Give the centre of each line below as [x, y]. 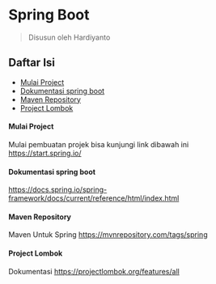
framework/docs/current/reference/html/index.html [94, 198]
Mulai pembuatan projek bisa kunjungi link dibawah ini [99, 144]
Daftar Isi [32, 63]
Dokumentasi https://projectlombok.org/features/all [94, 271]
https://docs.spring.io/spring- [58, 190]
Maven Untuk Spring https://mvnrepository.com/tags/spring [108, 235]
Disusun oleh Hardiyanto [69, 37]
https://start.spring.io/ [45, 153]
